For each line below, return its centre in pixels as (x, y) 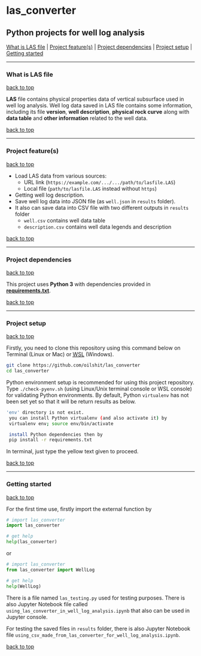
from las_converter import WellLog (51, 570)
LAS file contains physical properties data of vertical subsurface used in (95, 99)
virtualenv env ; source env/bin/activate (61, 423)
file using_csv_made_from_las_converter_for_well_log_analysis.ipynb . (93, 635)
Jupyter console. (27, 617)
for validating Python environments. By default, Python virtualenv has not (98, 395)
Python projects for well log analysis (76, 33)
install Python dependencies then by (56, 434)
